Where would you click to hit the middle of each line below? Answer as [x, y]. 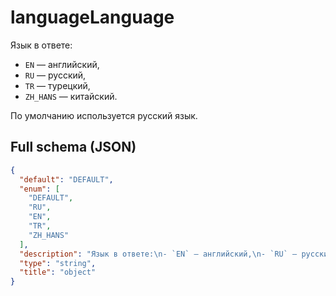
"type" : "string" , [58, 263]
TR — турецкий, [57, 85]
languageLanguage [92, 17]
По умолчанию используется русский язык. [104, 115]
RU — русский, [55, 75]
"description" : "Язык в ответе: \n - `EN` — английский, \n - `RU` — [158, 254]
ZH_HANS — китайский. [71, 96]
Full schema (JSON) [73, 147]
